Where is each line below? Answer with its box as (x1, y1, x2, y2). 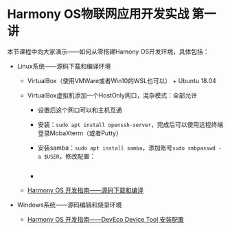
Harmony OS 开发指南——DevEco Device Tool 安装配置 (27, 215, 184, 223)
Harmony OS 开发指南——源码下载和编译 (27, 186, 144, 194)
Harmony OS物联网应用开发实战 (7, 6, 189, 22)
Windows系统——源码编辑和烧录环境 (16, 200, 122, 209)
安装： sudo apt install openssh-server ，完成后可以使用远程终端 (37, 120, 224, 128)
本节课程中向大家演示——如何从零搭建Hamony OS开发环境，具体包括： (7, 47, 209, 56)
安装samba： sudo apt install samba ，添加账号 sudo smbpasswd (37, 143, 216, 152)
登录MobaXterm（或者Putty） (37, 128, 122, 137)
